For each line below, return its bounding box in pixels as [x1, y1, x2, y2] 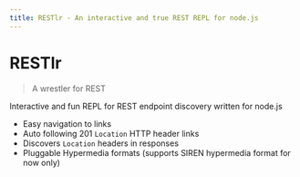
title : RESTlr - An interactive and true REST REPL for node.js [9, 13, 259, 23]
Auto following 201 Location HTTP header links [22, 128, 200, 139]
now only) [22, 157, 61, 168]
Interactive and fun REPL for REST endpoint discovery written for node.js [9, 100, 283, 111]
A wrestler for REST [31, 83, 107, 94]
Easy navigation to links [22, 118, 112, 129]
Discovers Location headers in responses [22, 138, 180, 149]
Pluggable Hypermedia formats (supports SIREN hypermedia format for [22, 147, 292, 158]
